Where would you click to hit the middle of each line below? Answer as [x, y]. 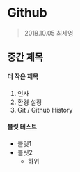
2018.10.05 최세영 [49, 33]
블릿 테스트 [22, 127]
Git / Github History [45, 110]
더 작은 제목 [23, 76]
